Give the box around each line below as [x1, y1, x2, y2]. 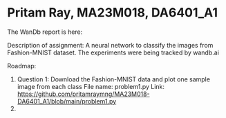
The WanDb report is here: [7, 28, 83, 36]
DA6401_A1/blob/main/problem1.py [17, 97, 117, 105]
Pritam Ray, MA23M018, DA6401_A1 [7, 5, 218, 21]
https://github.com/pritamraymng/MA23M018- [17, 90, 150, 98]
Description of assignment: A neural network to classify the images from [7, 41, 214, 49]
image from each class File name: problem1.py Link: [17, 82, 164, 90]
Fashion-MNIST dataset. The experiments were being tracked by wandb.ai [7, 48, 220, 57]
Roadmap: [7, 61, 37, 70]
